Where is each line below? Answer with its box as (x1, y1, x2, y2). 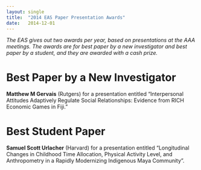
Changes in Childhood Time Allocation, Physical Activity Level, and (6, 151, 173, 158)
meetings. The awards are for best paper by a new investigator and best (6, 43, 187, 50)
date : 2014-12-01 (6, 20, 56, 26)
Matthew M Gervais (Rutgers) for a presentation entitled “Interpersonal (6, 90, 184, 98)
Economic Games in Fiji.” (6, 103, 68, 110)
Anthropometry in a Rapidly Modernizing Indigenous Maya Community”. (6, 157, 185, 165)
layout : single (6, 8, 45, 15)
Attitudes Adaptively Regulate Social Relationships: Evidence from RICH (6, 97, 184, 104)
